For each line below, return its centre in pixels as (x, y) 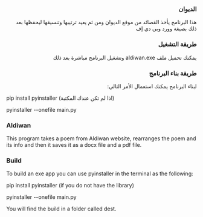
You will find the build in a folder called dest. (61, 209)
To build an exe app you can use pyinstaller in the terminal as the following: (100, 173)
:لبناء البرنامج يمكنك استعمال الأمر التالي (152, 86)
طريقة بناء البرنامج (173, 73)
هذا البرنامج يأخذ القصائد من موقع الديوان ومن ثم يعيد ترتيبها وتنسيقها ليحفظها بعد (106, 22)
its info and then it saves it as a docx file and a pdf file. (74, 145)
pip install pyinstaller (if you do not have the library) (70, 186)
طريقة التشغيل (177, 44)
